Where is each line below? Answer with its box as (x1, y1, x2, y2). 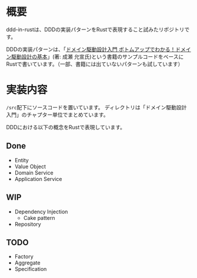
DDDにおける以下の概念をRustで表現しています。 (6, 123, 125, 130)
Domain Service (14, 169, 54, 176)
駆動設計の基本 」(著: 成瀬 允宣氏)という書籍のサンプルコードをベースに (11, 53, 184, 60)
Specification (14, 266, 47, 273)
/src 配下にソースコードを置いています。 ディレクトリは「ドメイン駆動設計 (6, 103, 187, 110)
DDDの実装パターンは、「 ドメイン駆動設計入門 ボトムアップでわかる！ (6, 45, 176, 53)
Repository (14, 220, 41, 227)
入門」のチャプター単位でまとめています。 (6, 111, 109, 118)
